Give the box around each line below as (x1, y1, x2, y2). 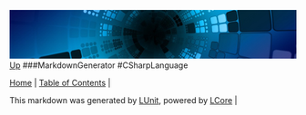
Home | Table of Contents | (9, 77, 111, 88)
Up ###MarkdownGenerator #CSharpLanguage (9, 60, 189, 71)
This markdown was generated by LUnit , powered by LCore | (9, 94, 238, 105)
